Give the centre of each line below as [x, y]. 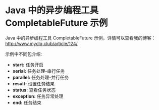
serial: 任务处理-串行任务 [39, 71]
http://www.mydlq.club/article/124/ [42, 43]
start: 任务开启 [28, 65]
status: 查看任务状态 [34, 90]
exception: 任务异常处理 [38, 96]
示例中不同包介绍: [24, 54]
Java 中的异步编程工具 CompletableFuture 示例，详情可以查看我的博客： [81, 38]
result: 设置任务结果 [33, 83]
